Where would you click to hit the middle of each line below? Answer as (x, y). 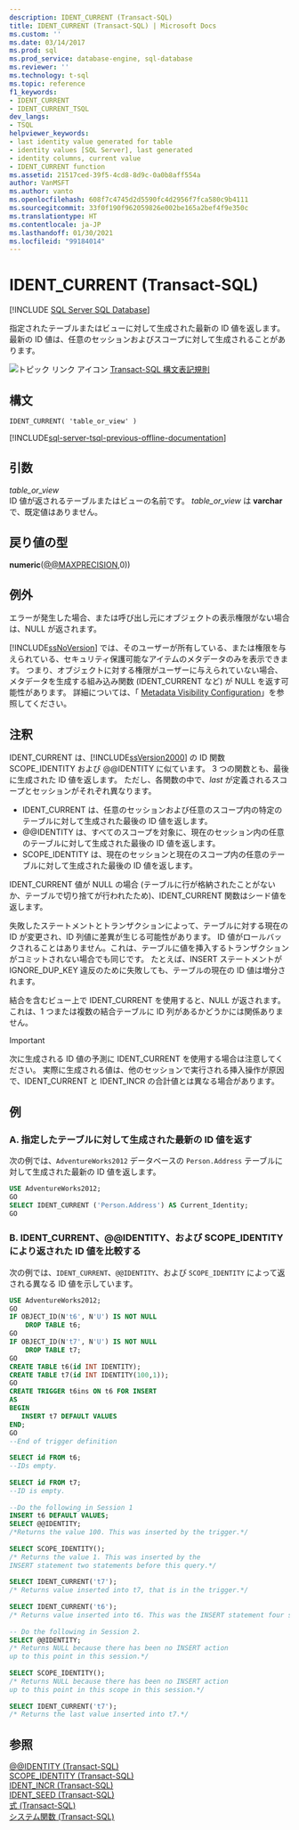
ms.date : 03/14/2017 (48, 42)
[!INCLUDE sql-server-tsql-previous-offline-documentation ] (118, 438)
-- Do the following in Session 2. (75, 1631)
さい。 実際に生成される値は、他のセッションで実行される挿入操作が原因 (150, 1070)
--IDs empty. (33, 1466)
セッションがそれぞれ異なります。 (94, 791)
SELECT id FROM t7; (45, 1483)
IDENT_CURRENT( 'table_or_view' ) (73, 421)
